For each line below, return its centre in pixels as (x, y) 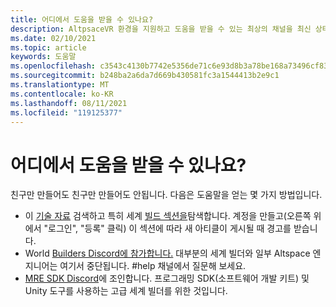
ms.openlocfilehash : (53, 66)
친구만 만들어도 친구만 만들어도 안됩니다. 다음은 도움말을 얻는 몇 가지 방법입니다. (166, 195)
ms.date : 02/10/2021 (53, 38)
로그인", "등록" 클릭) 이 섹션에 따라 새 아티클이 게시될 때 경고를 (170, 228)
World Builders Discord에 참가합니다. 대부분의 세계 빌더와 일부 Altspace (167, 253)
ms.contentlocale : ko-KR (62, 94)
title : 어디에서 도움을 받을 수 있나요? (82, 19)
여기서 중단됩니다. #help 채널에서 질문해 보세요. (153, 266)
